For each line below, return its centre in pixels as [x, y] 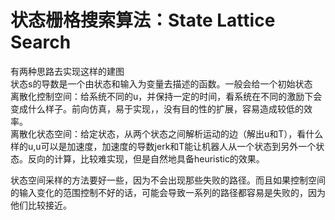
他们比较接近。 [41, 205]
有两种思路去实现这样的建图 [67, 71]
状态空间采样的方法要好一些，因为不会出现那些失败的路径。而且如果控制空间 [168, 180]
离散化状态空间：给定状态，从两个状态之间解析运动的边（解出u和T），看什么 [167, 133]
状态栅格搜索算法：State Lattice [143, 20]
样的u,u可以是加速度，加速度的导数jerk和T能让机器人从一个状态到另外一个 [163, 146]
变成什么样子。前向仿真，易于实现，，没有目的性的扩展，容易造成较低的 [157, 108]
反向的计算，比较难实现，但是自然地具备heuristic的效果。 [146, 158]
